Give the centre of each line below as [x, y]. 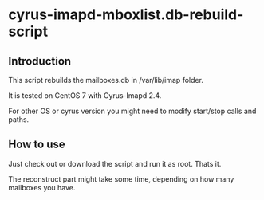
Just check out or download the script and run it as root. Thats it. [115, 163]
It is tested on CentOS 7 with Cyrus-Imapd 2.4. [85, 96]
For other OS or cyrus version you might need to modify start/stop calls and [132, 111]
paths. [19, 120]
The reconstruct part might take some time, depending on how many [121, 179]
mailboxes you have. [42, 187]
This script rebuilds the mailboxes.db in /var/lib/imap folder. [106, 80]
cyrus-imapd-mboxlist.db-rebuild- [126, 15]
